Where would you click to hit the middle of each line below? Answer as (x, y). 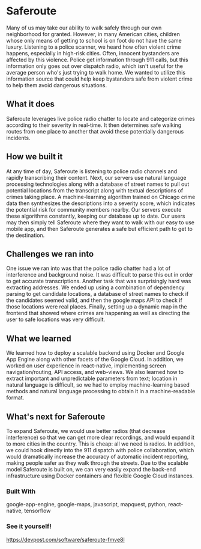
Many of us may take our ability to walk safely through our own (84, 28)
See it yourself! (29, 526)
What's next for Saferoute (56, 416)
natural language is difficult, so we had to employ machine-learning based (98, 385)
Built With (21, 491)
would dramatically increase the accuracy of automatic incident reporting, (97, 456)
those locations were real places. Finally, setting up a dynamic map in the (97, 307)
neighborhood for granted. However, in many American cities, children (93, 34)
